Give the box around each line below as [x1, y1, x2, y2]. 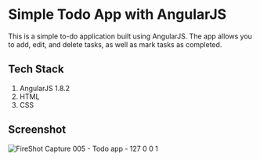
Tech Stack [8, 63, 64, 76]
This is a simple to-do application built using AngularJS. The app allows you [8, 31, 253, 41]
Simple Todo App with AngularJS [8, 5, 227, 24]
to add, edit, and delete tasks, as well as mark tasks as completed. [8, 39, 222, 49]
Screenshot [8, 123, 67, 137]
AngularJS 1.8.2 [19, 83, 70, 93]
